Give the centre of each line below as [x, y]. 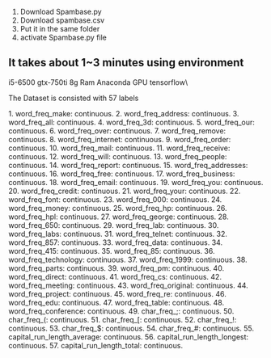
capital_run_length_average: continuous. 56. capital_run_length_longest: [129, 337]
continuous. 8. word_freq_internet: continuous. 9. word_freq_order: [120, 139]
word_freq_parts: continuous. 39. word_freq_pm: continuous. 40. [116, 268]
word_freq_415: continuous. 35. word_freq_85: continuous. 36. [112, 251]
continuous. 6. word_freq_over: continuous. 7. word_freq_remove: [117, 131]
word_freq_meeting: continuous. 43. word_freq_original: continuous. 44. [128, 285]
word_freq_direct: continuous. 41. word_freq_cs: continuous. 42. [115, 276]
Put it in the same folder [60, 29]
